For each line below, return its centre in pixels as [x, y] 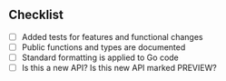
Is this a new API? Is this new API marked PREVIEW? [119, 68]
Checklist [36, 15]
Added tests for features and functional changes [112, 36]
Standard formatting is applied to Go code [100, 57]
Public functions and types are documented [103, 47]
